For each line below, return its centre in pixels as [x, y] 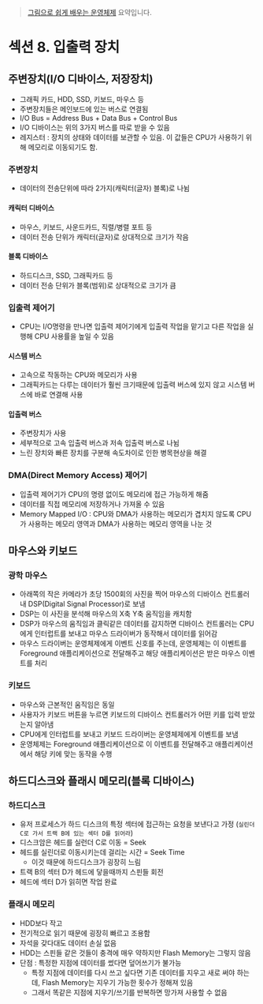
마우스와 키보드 [43, 551]
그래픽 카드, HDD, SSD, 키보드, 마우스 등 [81, 99]
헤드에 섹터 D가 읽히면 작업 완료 [69, 882]
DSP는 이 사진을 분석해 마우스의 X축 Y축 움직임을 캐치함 [106, 614]
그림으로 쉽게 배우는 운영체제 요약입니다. [89, 12]
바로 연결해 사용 [59, 395]
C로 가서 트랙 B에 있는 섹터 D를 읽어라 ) [76, 833]
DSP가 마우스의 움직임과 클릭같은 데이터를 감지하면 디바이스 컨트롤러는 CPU [137, 624]
